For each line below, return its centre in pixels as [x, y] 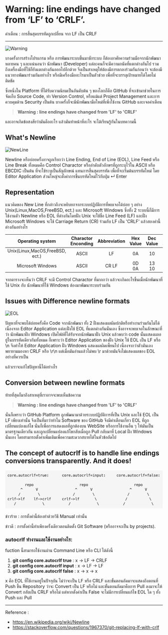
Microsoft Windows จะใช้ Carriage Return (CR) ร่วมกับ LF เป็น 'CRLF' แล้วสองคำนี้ [83, 221]
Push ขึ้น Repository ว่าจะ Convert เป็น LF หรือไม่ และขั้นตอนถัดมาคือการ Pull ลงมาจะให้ [84, 586]
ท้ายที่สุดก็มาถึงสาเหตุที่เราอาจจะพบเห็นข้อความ [43, 395]
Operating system [36, 241]
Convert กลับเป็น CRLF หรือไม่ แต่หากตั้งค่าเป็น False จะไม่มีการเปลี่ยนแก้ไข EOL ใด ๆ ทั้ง [83, 592]
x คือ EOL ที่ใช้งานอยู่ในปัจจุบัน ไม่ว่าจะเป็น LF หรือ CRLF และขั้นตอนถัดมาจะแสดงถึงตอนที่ [82, 580]
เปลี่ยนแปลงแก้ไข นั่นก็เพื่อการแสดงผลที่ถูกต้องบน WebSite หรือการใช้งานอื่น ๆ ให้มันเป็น [79, 426]
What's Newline [30, 138]
